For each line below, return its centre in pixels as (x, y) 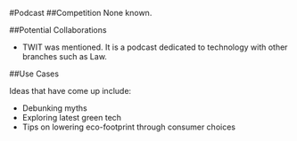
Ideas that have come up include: (70, 91)
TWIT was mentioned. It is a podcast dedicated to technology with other (155, 47)
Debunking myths (54, 108)
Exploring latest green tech (72, 117)
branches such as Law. (64, 56)
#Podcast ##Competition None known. (81, 13)
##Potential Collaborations (58, 30)
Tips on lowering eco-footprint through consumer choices (129, 127)
